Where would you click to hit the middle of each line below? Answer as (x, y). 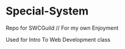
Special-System (47, 11)
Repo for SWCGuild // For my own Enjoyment (62, 28)
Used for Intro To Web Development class (58, 39)
